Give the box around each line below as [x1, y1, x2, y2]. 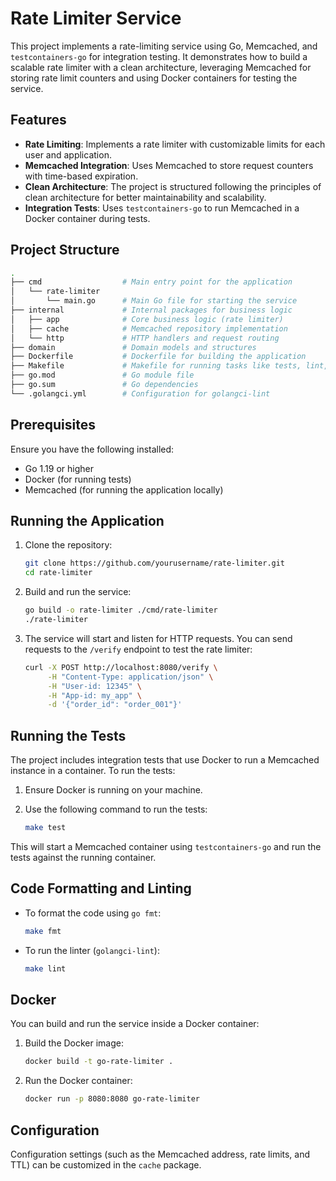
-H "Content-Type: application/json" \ [47, 672, 214, 682]
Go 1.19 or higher [24, 462, 94, 474]
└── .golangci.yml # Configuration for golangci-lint [10, 388, 271, 399]
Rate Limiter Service [10, 7, 182, 30]
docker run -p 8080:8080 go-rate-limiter [24, 1094, 201, 1104]
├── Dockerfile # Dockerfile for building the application [10, 352, 307, 362]
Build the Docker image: [24, 1037, 125, 1049]
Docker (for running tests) [24, 473, 132, 485]
